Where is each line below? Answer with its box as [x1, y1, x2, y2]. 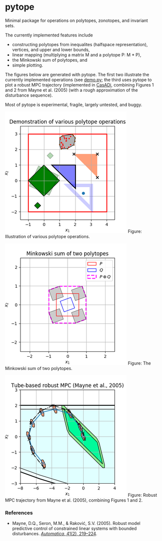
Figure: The [127, 360, 151, 366]
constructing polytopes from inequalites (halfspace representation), [12, 41, 148, 47]
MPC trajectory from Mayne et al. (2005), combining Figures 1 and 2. [5, 497, 143, 503]
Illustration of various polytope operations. [5, 233, 90, 239]
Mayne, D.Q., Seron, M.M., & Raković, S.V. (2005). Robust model [12, 521, 141, 526]
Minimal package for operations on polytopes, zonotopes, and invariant [5, 17, 148, 23]
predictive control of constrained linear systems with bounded [12, 525, 137, 531]
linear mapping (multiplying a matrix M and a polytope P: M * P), [12, 52, 142, 57]
